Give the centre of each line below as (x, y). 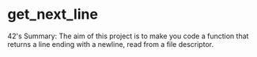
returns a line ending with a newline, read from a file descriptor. (111, 44)
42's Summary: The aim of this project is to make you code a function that (128, 36)
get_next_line (53, 14)
